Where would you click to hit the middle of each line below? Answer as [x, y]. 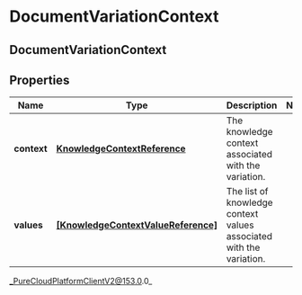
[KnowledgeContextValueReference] [137, 225]
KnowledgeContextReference [121, 148]
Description [252, 105]
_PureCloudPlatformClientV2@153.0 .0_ [81, 282]
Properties [40, 80]
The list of [247, 192]
